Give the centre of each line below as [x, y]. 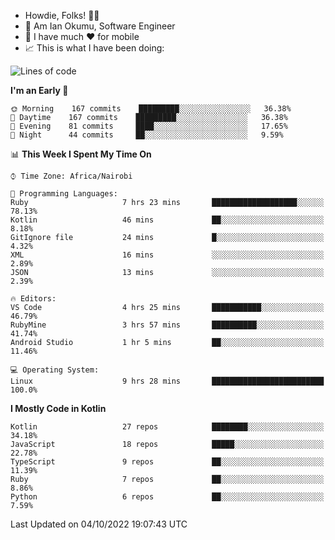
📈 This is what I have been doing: [94, 48]
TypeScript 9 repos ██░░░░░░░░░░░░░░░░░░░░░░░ [167, 462]
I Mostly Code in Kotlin [58, 408]
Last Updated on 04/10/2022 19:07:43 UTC [99, 524]
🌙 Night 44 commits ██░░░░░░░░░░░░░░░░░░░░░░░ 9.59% [147, 135]
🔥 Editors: [33, 299]
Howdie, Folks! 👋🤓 [62, 15]
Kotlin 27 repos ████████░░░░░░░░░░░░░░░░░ [167, 427]
